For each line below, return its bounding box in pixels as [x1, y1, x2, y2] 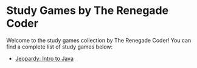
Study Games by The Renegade [6, 4, 169, 18]
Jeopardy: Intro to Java [15, 55, 74, 62]
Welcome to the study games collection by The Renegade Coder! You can [6, 36, 192, 44]
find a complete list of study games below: [6, 43, 113, 50]
